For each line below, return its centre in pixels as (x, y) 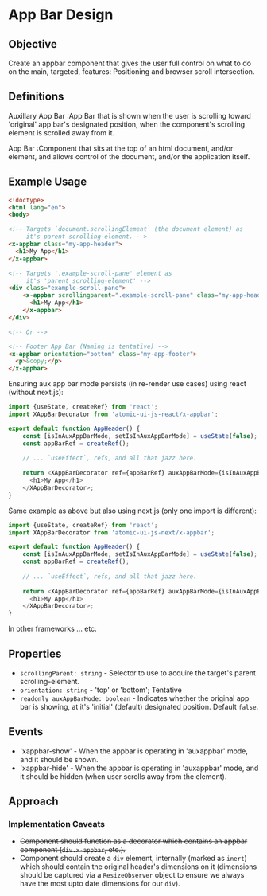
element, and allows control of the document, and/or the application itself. (129, 156)
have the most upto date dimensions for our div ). (100, 884)
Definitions (36, 97)
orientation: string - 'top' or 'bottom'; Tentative (101, 690)
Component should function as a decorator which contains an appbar (133, 841)
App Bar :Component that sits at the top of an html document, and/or (121, 148)
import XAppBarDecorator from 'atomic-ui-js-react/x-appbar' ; (113, 414)
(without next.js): (36, 393)
